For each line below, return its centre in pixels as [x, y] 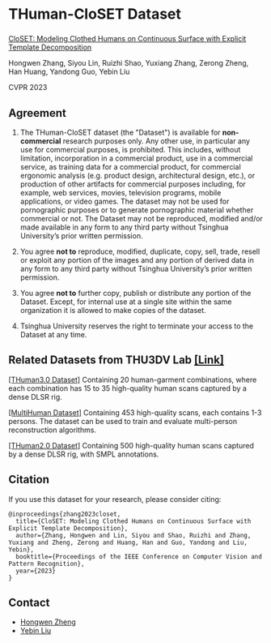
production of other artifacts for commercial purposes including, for [133, 184]
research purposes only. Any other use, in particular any [157, 141]
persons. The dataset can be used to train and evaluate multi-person [123, 421]
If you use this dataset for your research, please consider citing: [115, 499]
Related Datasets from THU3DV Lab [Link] [116, 360]
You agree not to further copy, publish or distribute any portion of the [135, 293]
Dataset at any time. [53, 334]
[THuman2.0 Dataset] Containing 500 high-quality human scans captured [131, 445]
